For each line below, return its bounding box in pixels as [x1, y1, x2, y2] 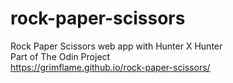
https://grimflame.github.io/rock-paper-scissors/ [10, 61, 211, 73]
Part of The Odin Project [10, 50, 111, 62]
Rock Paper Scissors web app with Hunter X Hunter [10, 40, 223, 52]
